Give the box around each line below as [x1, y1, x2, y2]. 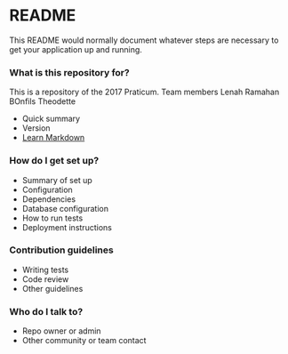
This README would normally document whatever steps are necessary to [9, 35, 279, 45]
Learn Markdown [21, 133, 85, 143]
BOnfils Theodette [9, 96, 76, 107]
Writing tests [21, 264, 69, 275]
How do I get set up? [9, 155, 100, 167]
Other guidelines [21, 283, 84, 294]
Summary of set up [21, 174, 93, 185]
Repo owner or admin [21, 326, 101, 336]
